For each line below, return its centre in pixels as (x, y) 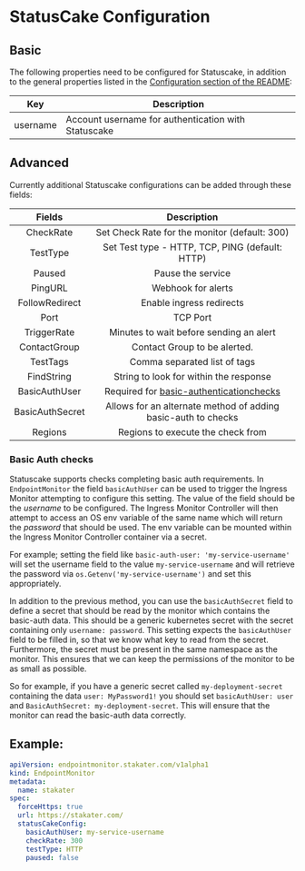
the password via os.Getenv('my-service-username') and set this (130, 574)
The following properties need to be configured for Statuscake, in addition (148, 72)
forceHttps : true (50, 807)
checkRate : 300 (54, 841)
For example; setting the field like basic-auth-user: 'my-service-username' (150, 555)
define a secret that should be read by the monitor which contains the (140, 611)
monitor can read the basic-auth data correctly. (98, 716)
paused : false (52, 857)
